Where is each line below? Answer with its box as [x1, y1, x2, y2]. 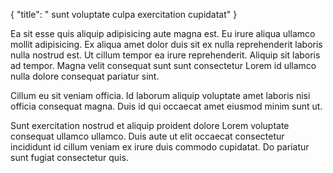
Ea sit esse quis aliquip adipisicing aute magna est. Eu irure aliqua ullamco [10, 28, 316, 39]
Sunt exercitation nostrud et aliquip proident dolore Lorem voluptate [10, 120, 290, 131]
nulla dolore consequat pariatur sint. [10, 70, 160, 82]
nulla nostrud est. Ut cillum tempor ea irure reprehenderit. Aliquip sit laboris [10, 49, 321, 61]
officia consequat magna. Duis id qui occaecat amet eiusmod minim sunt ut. [10, 100, 323, 112]
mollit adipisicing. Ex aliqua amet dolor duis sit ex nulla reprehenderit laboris [10, 39, 323, 50]
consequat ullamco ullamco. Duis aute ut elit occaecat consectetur [10, 130, 285, 142]
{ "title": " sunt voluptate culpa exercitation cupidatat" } [10, 9, 238, 20]
